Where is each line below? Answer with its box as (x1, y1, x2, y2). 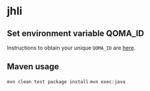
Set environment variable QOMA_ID (7, 28, 145, 39)
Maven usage (7, 61, 60, 72)
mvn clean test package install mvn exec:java (7, 78, 126, 85)
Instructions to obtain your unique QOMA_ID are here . (7, 44, 136, 51)
